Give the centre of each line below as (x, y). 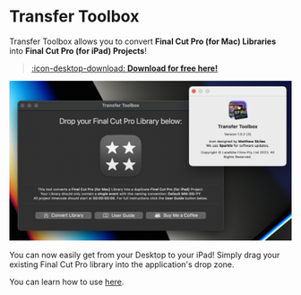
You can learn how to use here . (67, 282)
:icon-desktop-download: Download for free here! (124, 68)
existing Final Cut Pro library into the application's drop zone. (122, 264)
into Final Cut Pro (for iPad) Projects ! (78, 50)
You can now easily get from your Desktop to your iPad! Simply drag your (145, 255)
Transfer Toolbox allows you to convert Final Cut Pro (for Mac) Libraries (143, 41)
